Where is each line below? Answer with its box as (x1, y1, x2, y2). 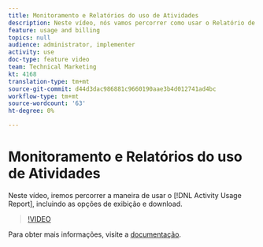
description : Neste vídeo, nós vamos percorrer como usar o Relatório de (8, 19, 256, 27)
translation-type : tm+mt (8, 77, 90, 85)
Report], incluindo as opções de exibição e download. (8, 199, 183, 208)
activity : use (8, 48, 55, 56)
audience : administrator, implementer (8, 41, 135, 49)
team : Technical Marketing (8, 63, 97, 71)
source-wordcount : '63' (8, 99, 87, 107)
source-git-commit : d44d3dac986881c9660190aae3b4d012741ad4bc (8, 84, 217, 93)
